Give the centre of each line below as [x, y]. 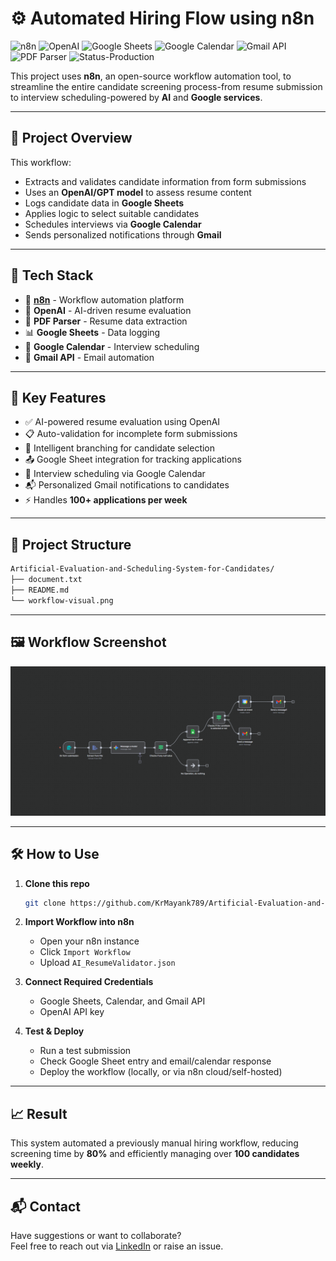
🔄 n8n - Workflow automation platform [104, 299]
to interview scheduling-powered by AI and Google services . [136, 97]
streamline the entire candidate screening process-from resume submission [166, 86]
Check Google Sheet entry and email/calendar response [155, 1061]
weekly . [27, 1164]
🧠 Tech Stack [52, 275]
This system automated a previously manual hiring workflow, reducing [154, 1143]
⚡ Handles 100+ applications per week [106, 500]
